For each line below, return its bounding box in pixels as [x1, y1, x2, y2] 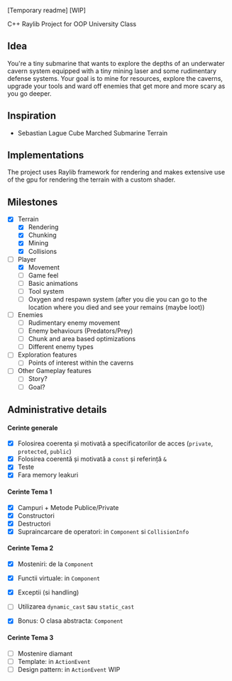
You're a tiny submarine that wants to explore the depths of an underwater [7, 59, 225, 67]
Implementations [7, 149, 84, 162]
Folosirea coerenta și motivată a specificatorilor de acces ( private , [17, 439, 214, 448]
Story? [28, 375, 48, 383]
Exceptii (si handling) [17, 588, 79, 597]
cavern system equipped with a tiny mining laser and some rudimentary [7, 67, 217, 75]
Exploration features [17, 350, 77, 359]
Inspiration [7, 110, 57, 122]
